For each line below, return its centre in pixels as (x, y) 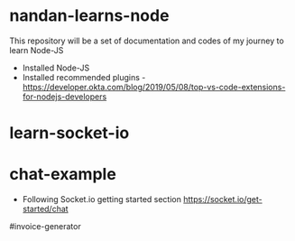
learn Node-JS (37, 50)
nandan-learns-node (89, 16)
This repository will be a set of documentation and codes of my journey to (147, 41)
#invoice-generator (45, 227)
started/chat (46, 209)
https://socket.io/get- (223, 199)
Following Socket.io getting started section (102, 199)
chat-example (63, 175)
